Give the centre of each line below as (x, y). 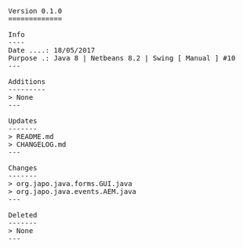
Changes (23, 168)
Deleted (23, 215)
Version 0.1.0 (35, 11)
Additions (27, 82)
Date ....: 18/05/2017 (52, 50)
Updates (23, 121)
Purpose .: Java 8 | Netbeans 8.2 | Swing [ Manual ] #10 (122, 58)
